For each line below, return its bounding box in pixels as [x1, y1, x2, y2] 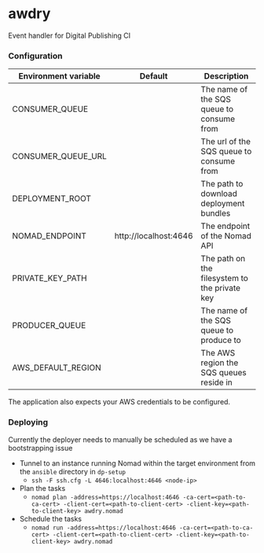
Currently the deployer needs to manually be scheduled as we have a [8, 434, 233, 444]
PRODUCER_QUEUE [12, 320, 86, 331]
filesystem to [200, 273, 249, 284]
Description [203, 71, 249, 82]
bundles [200, 208, 231, 219]
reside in [200, 377, 233, 388]
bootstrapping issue [8, 443, 73, 452]
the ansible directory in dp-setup [19, 466, 126, 476]
